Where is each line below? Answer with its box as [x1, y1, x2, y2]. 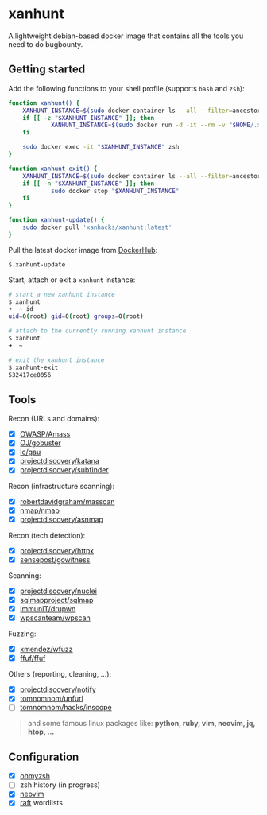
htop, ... [27, 727, 55, 736]
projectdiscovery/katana [19, 456, 99, 466]
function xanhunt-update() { [8, 216, 105, 224]
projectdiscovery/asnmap [19, 514, 103, 524]
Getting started [8, 63, 86, 76]
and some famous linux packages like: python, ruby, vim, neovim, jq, [27, 719, 256, 728]
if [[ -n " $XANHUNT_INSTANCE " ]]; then [22, 180, 155, 188]
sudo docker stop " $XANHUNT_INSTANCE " [50, 187, 180, 195]
